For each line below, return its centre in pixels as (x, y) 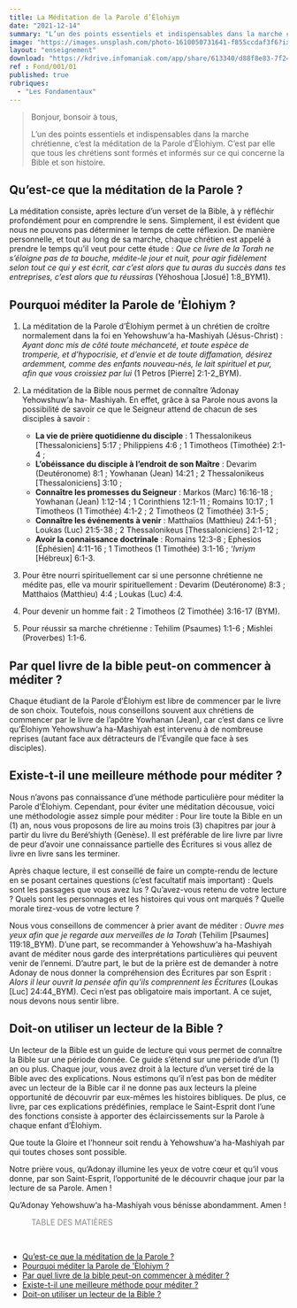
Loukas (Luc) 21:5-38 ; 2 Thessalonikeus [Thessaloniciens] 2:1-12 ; (156, 530)
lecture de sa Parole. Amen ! (61, 1188)
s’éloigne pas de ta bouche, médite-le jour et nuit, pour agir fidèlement (138, 259)
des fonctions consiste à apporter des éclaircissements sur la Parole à (137, 1116)
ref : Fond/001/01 (43, 67)
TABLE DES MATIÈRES (72, 1222)
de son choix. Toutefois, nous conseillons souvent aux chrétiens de (132, 710)
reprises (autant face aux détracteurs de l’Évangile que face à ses (129, 738)
